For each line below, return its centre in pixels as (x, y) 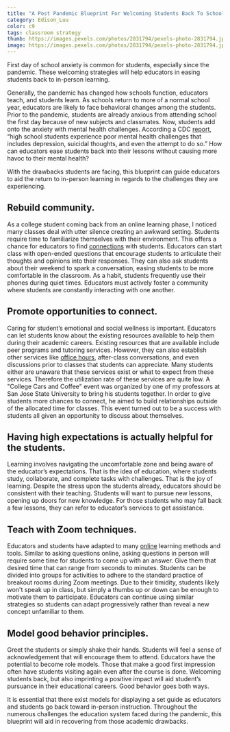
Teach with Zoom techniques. (72, 529)
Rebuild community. (51, 208)
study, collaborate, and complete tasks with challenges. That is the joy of (110, 479)
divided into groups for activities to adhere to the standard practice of (105, 575)
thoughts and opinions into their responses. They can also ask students (108, 261)
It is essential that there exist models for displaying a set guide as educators (114, 700)
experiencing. (26, 186)
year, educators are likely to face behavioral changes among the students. (112, 107)
